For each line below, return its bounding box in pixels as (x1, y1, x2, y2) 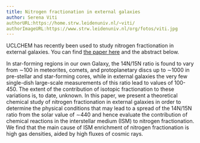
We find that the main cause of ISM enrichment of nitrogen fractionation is (6, 124, 190, 131)
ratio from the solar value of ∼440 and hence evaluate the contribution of (6, 111, 188, 118)
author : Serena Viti (6, 14, 58, 20)
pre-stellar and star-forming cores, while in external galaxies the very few (6, 73, 187, 80)
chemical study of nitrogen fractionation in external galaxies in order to (6, 99, 181, 106)
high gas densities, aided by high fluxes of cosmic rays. (6, 130, 144, 138)
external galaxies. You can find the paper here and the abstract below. (6, 49, 180, 56)
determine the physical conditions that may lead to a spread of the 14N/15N (6, 105, 192, 112)
